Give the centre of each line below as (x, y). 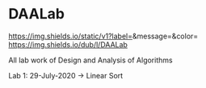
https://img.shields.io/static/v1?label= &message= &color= (103, 36)
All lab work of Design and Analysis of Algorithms (90, 60)
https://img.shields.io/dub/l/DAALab (68, 44)
